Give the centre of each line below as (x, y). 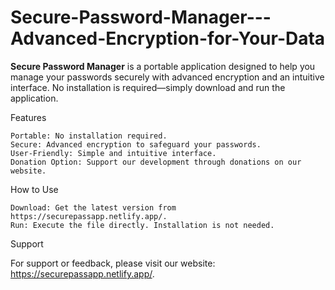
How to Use (34, 189)
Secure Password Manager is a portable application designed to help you (163, 66)
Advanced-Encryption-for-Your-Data (168, 38)
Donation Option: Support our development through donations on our (156, 162)
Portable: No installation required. (89, 136)
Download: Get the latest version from (93, 207)
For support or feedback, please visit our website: (113, 263)
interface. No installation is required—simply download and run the (148, 87)
